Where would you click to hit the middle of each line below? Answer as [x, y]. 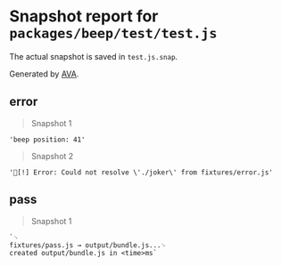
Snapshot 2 [52, 156]
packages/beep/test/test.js [113, 33]
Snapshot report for [84, 16]
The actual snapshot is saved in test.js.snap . [94, 56]
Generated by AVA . [44, 74]
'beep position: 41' [48, 140]
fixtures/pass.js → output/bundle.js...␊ [88, 245]
